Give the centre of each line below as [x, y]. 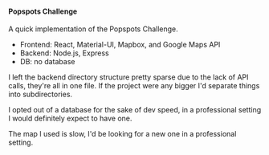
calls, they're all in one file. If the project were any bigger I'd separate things [134, 86]
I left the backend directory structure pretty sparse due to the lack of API [128, 77]
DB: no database [47, 62]
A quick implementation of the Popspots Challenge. [93, 29]
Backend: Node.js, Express [65, 53]
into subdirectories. [41, 94]
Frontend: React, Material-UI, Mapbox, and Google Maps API [120, 45]
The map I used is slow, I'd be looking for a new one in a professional [122, 134]
